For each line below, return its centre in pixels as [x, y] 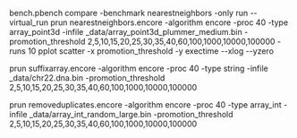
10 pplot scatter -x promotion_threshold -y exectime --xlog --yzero [151, 51]
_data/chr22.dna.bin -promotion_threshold [87, 78]
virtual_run [29, 22]
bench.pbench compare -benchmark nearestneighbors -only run [129, 13]
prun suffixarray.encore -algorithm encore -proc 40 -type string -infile [139, 68]
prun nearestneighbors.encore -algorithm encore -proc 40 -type [170, 22]
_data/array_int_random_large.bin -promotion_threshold [132, 114]
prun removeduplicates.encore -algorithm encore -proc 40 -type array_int [145, 105]
